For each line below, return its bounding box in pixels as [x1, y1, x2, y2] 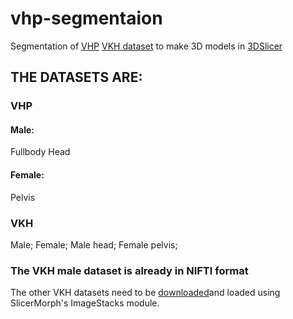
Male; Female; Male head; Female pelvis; [10, 238, 178, 251]
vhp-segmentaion [10, 7, 163, 30]
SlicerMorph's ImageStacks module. [10, 297, 160, 309]
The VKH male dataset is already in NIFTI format [10, 263, 249, 277]
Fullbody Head [10, 146, 71, 158]
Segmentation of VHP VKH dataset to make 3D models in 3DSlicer [10, 40, 283, 52]
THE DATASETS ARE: [10, 69, 143, 86]
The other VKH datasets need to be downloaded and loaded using [10, 287, 281, 299]
